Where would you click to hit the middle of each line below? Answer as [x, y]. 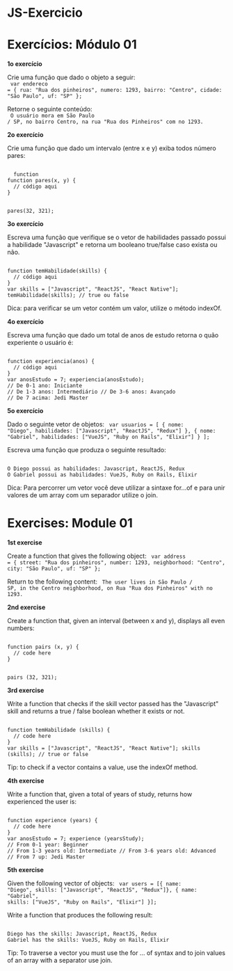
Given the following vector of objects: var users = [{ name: [95, 883]
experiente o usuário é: [40, 343]
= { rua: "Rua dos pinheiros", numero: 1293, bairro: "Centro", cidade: [115, 90]
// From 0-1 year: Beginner [48, 845]
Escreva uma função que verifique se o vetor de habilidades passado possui [116, 237]
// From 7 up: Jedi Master [46, 857]
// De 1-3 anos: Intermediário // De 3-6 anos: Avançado [91, 392]
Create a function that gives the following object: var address [97, 556]
